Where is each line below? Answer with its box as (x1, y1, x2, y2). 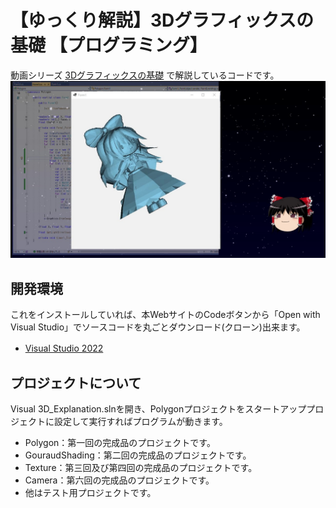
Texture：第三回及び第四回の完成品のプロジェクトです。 (24, 462, 258, 474)
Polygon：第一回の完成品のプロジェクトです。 (24, 437, 216, 449)
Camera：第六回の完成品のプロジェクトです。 (24, 474, 215, 486)
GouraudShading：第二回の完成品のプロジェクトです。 (24, 449, 252, 461)
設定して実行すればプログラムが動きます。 (53, 416, 228, 428)
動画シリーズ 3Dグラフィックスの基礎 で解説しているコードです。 (10, 69, 280, 81)
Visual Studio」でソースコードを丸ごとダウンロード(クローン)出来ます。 (10, 321, 306, 333)
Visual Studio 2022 (24, 342, 104, 355)
